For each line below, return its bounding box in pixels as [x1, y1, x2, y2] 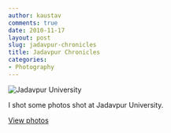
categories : [8, 56, 47, 64]
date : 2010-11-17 [8, 26, 65, 34]
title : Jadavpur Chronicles [8, 48, 101, 56]
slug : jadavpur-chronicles [8, 41, 97, 49]
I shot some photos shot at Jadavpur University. [8, 100, 164, 109]
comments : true [8, 19, 58, 27]
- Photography [8, 63, 55, 71]
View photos [8, 116, 49, 125]
